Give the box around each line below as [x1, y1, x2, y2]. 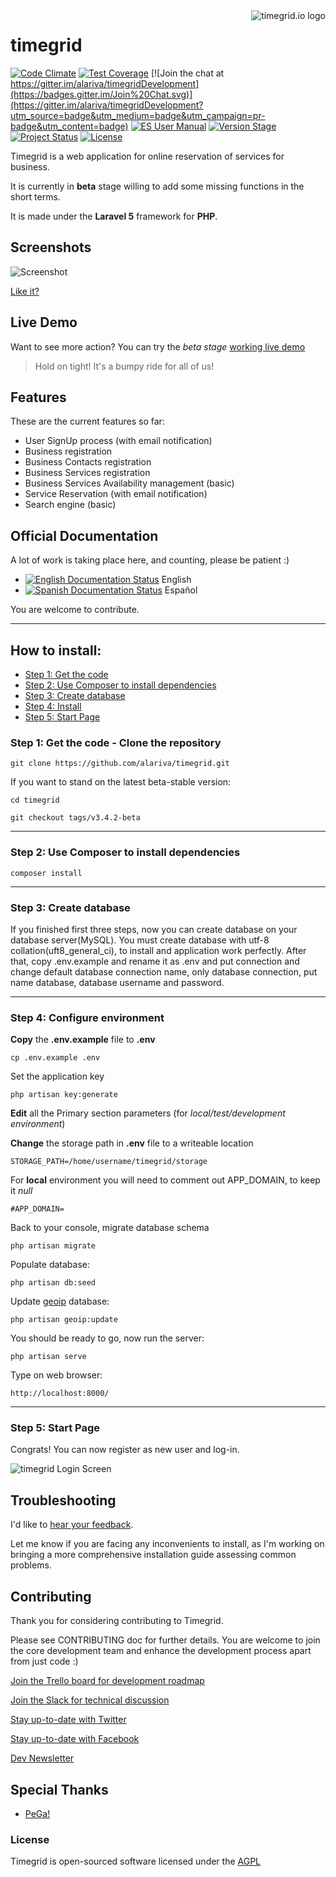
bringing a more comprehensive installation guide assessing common [10, 1549, 297, 1561]
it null [10, 1185, 33, 1197]
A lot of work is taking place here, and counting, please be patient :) [10, 554, 290, 566]
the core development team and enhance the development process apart [10, 1645, 312, 1657]
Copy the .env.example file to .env [10, 1034, 156, 1046]
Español [164, 584, 198, 596]
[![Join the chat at [150, 67, 225, 79]
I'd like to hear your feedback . [10, 1519, 134, 1531]
